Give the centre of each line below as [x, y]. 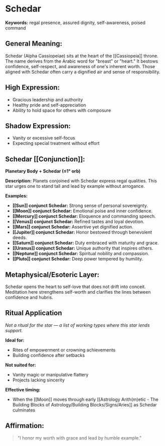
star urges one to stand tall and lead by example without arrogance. [75, 186]
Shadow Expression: [38, 126]
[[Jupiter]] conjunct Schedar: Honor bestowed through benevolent [82, 232]
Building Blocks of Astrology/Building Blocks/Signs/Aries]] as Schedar [85, 404]
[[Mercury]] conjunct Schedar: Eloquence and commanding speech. [84, 216]
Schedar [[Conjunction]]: [45, 159]
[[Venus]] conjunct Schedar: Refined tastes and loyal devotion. [78, 221]
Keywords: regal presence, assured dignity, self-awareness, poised [75, 23]
